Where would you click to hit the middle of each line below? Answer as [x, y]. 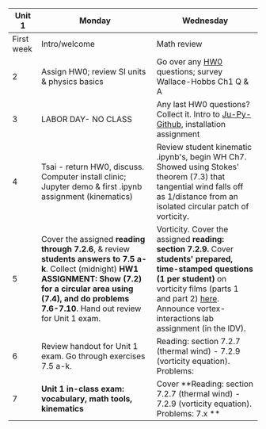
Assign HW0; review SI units [93, 72]
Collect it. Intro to [188, 114]
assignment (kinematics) [87, 196]
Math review [179, 44]
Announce [176, 308]
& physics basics [72, 81]
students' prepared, [195, 259]
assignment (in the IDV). [201, 328]
